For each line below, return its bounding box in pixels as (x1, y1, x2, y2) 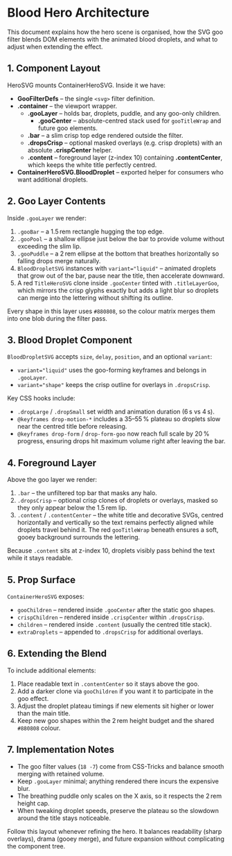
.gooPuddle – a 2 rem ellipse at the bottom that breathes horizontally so (17, 249, 220, 258)
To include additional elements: (7, 666, 96, 675)
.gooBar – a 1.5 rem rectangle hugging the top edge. (17, 227, 165, 235)
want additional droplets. (17, 175, 89, 184)
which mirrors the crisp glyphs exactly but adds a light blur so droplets (17, 286, 220, 294)
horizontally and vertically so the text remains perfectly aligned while (17, 518, 214, 527)
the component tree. (7, 841, 66, 850)
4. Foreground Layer (7, 457, 97, 469)
